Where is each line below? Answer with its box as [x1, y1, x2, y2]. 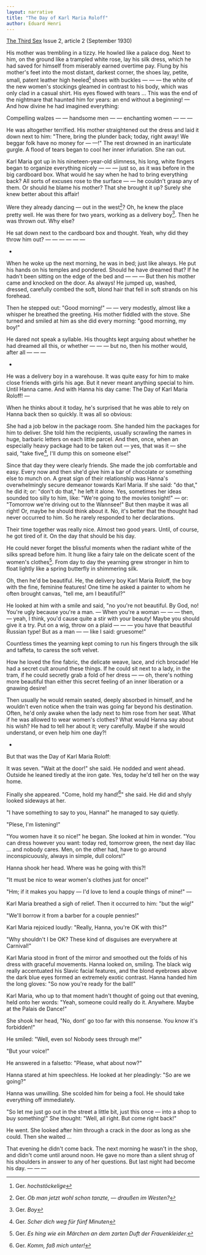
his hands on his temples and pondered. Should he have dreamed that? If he [6, 266, 199, 273]
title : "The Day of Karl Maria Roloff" [6, 15, 109, 21]
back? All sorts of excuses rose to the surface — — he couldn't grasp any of [6, 178, 199, 185]
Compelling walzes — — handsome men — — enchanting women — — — [6, 114, 193, 122]
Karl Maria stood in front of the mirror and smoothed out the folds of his [6, 954, 188, 962]
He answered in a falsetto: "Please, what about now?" [6, 1060, 142, 1067]
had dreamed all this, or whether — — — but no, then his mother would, [6, 342, 188, 350]
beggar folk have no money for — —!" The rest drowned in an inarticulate [6, 140, 192, 147]
